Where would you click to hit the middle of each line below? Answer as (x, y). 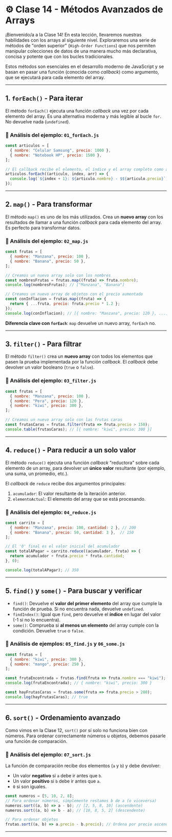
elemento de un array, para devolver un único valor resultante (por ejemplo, (85, 468)
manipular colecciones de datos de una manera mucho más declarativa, (81, 51)
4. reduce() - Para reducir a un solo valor (71, 450)
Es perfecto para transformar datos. (43, 228)
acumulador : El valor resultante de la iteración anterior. (69, 493)
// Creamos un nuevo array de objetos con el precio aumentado (74, 294)
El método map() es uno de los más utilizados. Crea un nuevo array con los (84, 216)
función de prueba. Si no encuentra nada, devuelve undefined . (78, 609)
